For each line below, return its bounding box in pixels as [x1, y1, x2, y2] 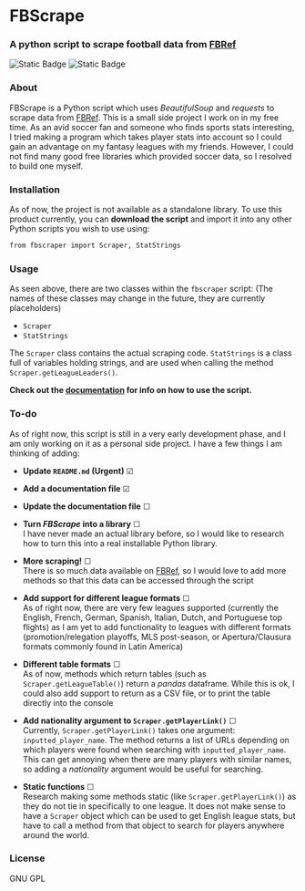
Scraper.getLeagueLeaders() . [9, 367, 118, 378]
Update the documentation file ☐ [22, 501, 151, 512]
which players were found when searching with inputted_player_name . [22, 744, 287, 755]
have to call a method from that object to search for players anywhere [22, 820, 285, 831]
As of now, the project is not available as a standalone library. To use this [9, 204, 282, 215]
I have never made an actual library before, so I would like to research [22, 528, 285, 539]
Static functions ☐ [22, 781, 95, 792]
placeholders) [9, 303, 62, 314]
